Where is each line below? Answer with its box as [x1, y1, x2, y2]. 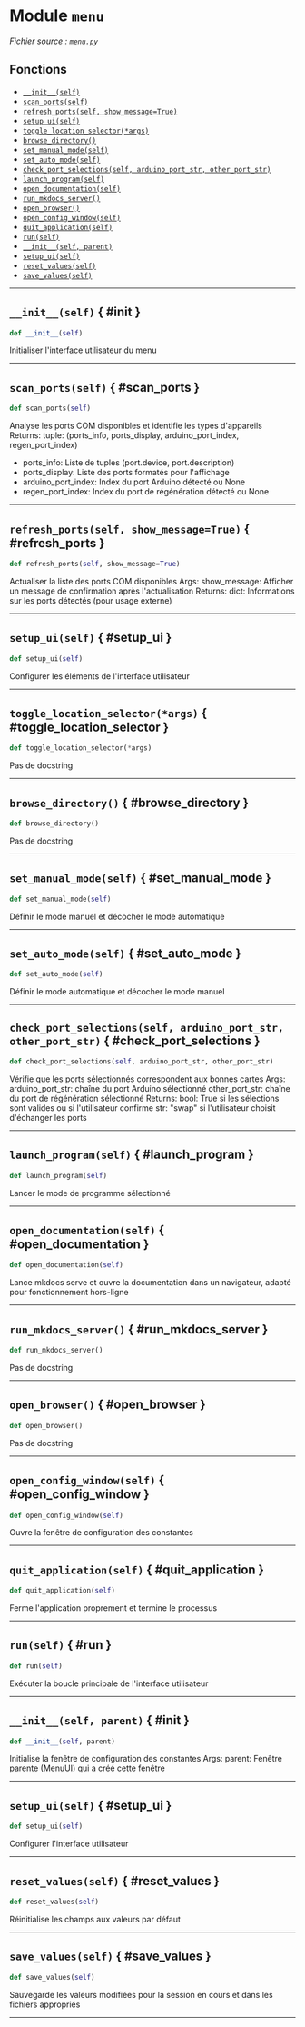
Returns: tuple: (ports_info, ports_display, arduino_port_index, [9, 430, 240, 441]
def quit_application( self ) [9, 1586, 116, 1595]
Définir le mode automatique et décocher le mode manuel [9, 986, 225, 997]
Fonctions [9, 62, 68, 77]
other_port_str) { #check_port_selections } [9, 1033, 261, 1048]
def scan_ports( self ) [9, 404, 92, 414]
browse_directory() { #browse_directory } [9, 794, 250, 810]
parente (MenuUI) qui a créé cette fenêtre [9, 1762, 165, 1773]
